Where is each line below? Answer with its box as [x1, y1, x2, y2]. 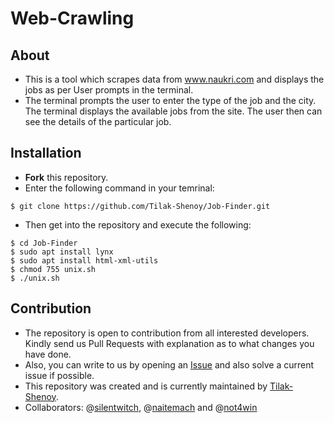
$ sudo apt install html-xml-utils [10, 255, 159, 266]
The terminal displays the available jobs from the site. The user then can [24, 105, 323, 117]
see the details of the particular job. [24, 116, 172, 127]
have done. [24, 348, 72, 360]
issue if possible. [24, 369, 95, 381]
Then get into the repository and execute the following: [24, 218, 252, 231]
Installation [10, 145, 82, 162]
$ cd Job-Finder [10, 238, 78, 248]
